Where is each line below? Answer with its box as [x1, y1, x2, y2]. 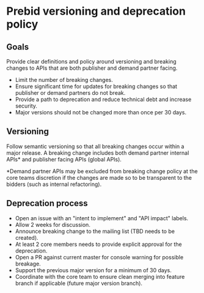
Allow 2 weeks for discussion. [15, 221, 90, 228]
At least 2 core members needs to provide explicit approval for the [15, 240, 182, 248]
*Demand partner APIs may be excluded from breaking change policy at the [6, 167, 198, 175]
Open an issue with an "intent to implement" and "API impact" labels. [15, 214, 189, 221]
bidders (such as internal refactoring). [6, 180, 102, 188]
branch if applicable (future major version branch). [15, 280, 142, 287]
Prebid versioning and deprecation [6, 4, 186, 18]
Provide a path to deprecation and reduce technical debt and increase [15, 96, 192, 103]
